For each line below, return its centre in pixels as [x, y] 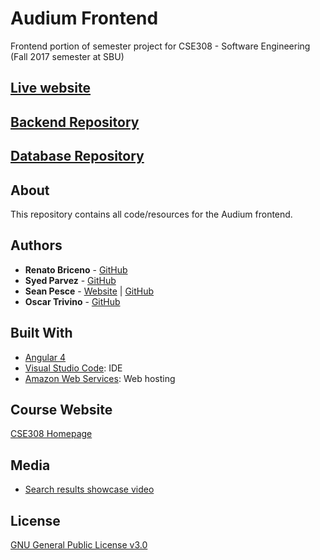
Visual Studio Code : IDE [73, 368]
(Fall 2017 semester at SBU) [67, 56]
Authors [36, 245]
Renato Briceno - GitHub [76, 269]
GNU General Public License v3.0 [79, 544]
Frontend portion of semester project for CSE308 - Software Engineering [160, 46]
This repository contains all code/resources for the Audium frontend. [151, 214]
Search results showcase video [89, 489]
